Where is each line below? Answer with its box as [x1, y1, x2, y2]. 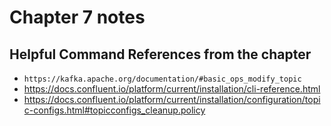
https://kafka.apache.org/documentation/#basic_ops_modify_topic [23, 74, 302, 84]
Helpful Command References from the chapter [9, 46, 312, 63]
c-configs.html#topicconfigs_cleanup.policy [23, 104, 206, 116]
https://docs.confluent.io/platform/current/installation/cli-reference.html [23, 83, 321, 95]
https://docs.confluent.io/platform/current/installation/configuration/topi [23, 94, 321, 105]
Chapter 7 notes [9, 6, 146, 29]
